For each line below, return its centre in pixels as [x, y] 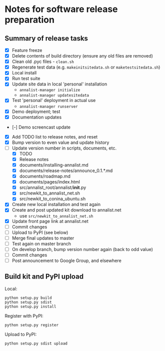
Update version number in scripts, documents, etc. [64, 148]
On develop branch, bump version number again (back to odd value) [82, 249]
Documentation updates [37, 117]
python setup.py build [28, 298]
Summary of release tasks [46, 38]
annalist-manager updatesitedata [54, 95]
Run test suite [26, 78]
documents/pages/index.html [50, 182]
